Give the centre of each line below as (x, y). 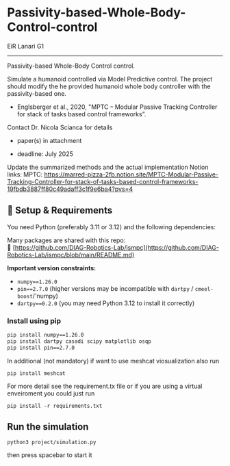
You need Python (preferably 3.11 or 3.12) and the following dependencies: (111, 226)
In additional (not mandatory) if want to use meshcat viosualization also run (113, 361)
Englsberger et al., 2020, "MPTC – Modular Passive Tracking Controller (117, 107)
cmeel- (204, 289)
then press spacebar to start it (50, 455)
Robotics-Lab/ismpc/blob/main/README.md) (71, 255)
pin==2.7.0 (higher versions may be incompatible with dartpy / (105, 288)
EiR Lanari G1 (26, 46)
